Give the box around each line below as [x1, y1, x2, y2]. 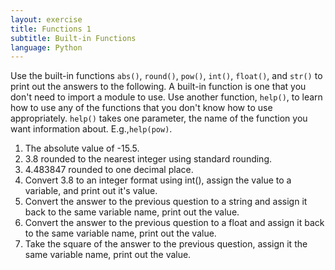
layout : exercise [10, 14, 83, 25]
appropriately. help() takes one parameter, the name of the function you [10, 112, 308, 125]
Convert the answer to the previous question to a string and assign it [24, 196, 308, 208]
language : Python [10, 42, 83, 53]
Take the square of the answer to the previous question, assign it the [24, 238, 308, 250]
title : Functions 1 [10, 24, 92, 34]
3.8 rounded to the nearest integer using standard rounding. [24, 153, 273, 165]
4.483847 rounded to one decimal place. [24, 164, 194, 176]
